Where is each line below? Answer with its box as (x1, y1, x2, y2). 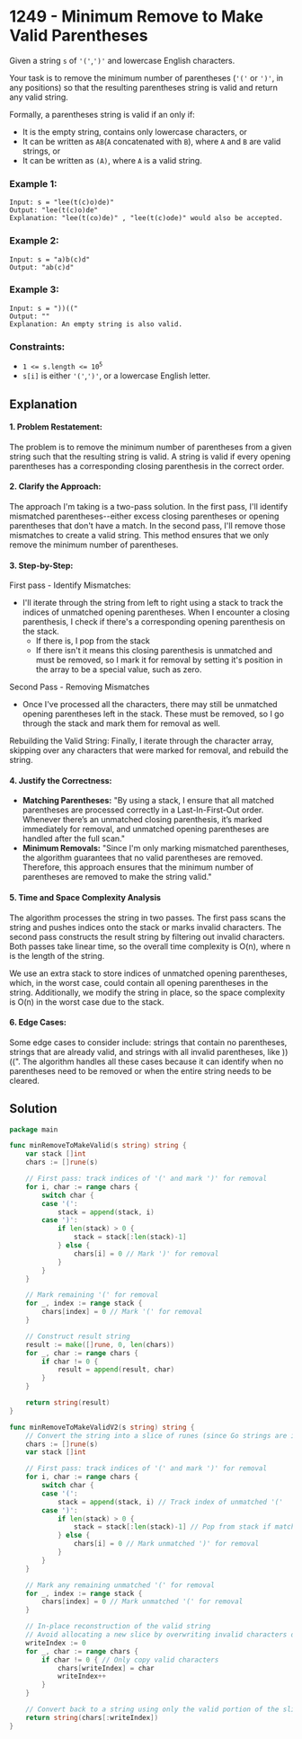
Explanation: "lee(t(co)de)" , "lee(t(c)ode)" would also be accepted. (9, 214, 283, 223)
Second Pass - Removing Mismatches (9, 681, 150, 693)
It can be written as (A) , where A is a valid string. (22, 155, 202, 165)
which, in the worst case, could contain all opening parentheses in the (9, 977, 269, 988)
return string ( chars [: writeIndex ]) (25, 1713, 159, 1722)
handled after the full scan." (22, 833, 126, 844)
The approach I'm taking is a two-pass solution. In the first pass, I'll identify (9, 501, 289, 511)
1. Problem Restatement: (9, 421, 103, 432)
